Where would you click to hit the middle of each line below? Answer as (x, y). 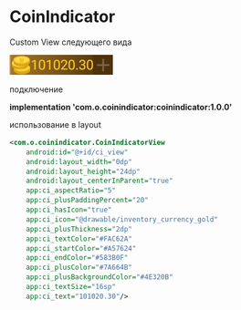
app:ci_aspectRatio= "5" (71, 191)
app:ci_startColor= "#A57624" (81, 248)
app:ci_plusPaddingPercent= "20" (87, 201)
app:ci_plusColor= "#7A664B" (79, 268)
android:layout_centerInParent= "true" (100, 181)
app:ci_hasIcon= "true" (69, 210)
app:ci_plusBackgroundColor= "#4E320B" (100, 277)
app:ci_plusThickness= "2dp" (79, 229)
